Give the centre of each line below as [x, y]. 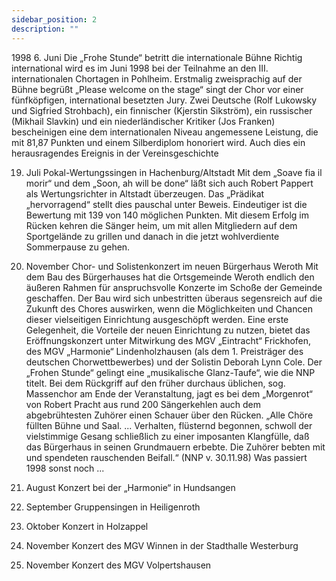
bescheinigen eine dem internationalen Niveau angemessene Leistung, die [165, 132]
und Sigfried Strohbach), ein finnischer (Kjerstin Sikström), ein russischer [162, 110]
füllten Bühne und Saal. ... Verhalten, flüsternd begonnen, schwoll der [169, 425]
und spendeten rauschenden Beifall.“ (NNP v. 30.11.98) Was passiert [166, 457]
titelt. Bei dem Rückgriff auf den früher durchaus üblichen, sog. [155, 383]
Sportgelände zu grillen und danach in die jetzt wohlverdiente [152, 236]
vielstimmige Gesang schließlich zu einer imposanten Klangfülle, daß [167, 436]
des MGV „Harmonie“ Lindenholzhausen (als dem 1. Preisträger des [164, 351]
